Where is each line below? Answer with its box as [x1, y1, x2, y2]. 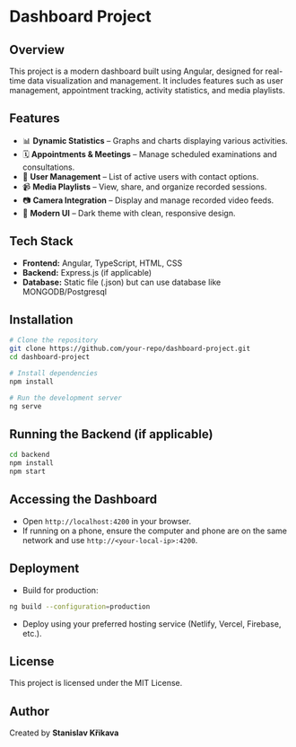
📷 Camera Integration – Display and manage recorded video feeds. [22, 195, 274, 206]
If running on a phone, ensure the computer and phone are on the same [22, 525, 288, 536]
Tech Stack [9, 233, 74, 249]
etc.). [22, 628, 42, 638]
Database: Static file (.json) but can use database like [22, 277, 222, 287]
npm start [9, 467, 47, 477]
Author [9, 703, 49, 719]
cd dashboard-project [9, 353, 91, 362]
